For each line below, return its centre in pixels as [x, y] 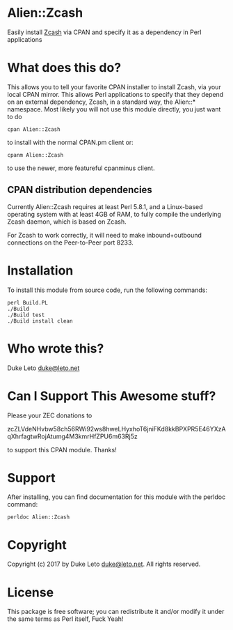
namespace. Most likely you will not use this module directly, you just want [114, 109]
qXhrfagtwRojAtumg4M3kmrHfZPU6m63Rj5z [72, 436]
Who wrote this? [56, 348]
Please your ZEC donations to [50, 415]
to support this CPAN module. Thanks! [62, 450]
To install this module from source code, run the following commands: [107, 290]
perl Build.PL [28, 302]
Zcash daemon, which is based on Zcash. [67, 222]
